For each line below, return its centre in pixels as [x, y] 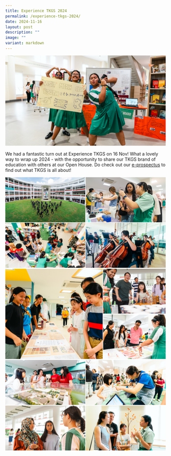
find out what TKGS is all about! [38, 170]
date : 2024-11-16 [24, 21]
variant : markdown [25, 43]
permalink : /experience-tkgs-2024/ [43, 16]
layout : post [19, 27]
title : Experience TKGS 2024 [36, 11]
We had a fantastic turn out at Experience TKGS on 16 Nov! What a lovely [82, 154]
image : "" [16, 38]
